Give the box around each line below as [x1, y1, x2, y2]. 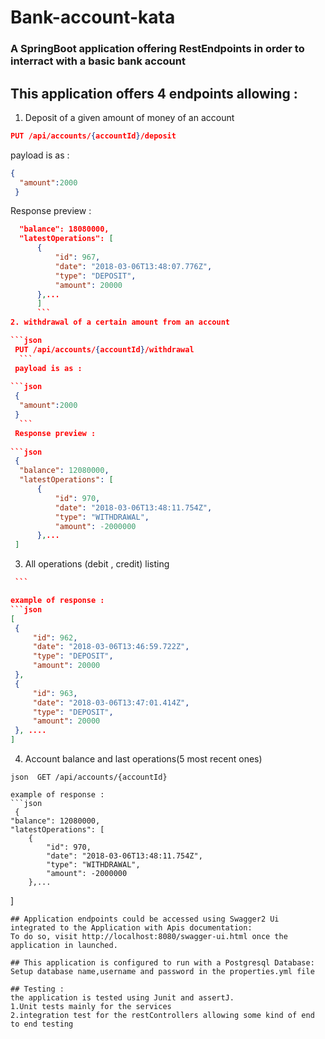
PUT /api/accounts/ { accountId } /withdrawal [14, 344, 195, 355]
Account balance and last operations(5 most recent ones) [24, 753, 263, 765]
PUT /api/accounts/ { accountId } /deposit [10, 131, 177, 141]
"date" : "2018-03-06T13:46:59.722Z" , [32, 642, 190, 652]
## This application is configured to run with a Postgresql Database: [10, 958, 315, 968]
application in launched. [10, 941, 118, 951]
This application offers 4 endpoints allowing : [10, 85, 298, 102]
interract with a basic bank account [10, 54, 186, 68]
